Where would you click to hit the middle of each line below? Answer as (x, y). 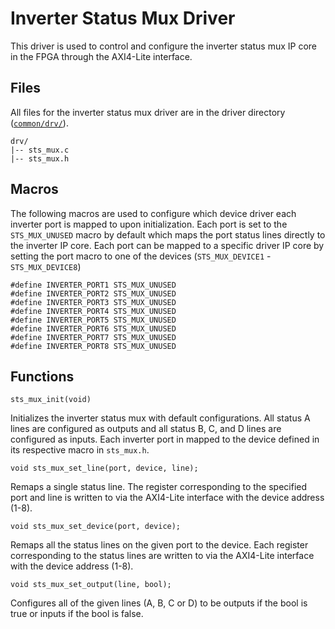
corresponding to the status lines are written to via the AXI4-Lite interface (162, 556)
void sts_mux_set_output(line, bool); (91, 585)
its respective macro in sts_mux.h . (80, 450)
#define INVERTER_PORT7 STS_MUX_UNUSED (93, 337)
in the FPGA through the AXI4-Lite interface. (101, 56)
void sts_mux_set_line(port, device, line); (104, 468)
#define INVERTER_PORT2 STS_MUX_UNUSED (93, 293)
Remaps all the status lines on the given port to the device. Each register (159, 545)
